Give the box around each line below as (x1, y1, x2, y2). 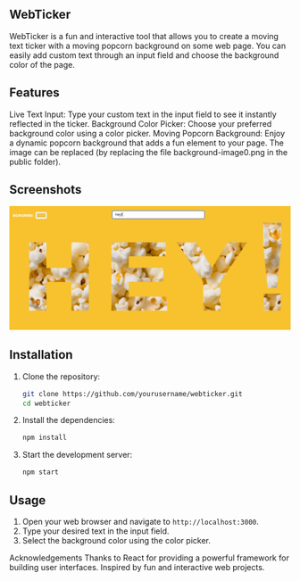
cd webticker (21, 399, 71, 408)
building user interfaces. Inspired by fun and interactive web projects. (9, 562, 265, 573)
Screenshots (9, 182, 82, 197)
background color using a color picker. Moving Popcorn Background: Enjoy (9, 128, 286, 138)
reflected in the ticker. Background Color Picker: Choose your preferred (9, 118, 272, 129)
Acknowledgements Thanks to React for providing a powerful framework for (9, 552, 290, 563)
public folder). (9, 156, 61, 167)
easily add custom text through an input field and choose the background (9, 49, 279, 61)
